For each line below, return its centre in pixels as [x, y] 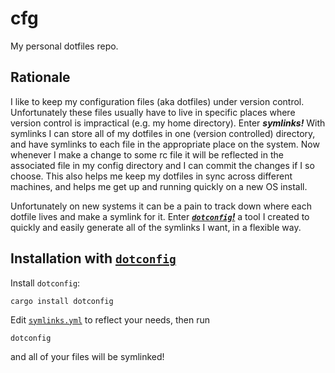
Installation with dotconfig [93, 258]
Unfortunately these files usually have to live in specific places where [153, 112]
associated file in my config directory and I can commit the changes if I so [162, 165]
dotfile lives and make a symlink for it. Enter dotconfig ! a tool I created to [160, 216]
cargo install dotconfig [62, 301]
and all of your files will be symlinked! [87, 356]
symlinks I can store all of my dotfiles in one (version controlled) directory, [163, 133]
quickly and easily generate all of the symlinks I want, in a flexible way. [156, 227]
